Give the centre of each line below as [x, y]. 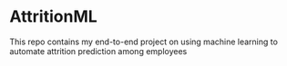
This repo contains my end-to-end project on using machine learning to [143, 42]
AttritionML [53, 17]
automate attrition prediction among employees [98, 51]
